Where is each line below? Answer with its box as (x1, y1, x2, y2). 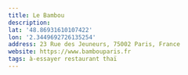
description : (8, 19, 51, 27)
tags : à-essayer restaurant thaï (8, 55, 117, 63)
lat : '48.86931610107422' (8, 26, 92, 34)
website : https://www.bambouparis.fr (8, 48, 132, 55)
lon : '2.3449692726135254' (8, 33, 96, 41)
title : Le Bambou (8, 11, 65, 20)
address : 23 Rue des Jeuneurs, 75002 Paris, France (8, 41, 180, 48)
